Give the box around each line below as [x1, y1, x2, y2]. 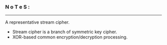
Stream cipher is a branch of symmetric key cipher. [12, 29, 117, 35]
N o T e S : [5, 3, 30, 10]
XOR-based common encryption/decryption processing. [12, 34, 128, 40]
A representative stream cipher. [5, 19, 70, 25]
